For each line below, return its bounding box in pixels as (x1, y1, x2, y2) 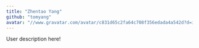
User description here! (6, 36, 61, 43)
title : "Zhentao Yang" (6, 8, 62, 15)
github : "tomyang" (6, 14, 52, 20)
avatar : (6, 19, 25, 25)
